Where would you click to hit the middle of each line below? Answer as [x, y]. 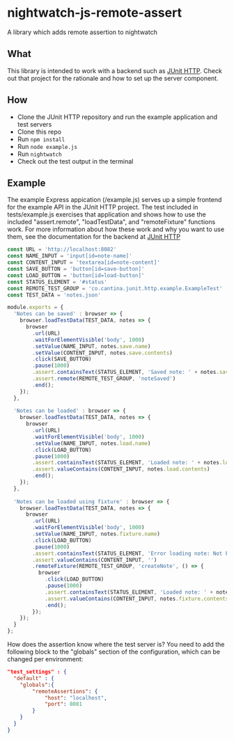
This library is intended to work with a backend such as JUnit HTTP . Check [115, 70]
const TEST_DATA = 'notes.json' [54, 295]
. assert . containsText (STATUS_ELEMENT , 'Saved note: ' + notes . [126, 372]
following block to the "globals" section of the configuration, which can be [114, 652]
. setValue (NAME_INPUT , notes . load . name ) [92, 443]
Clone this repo [39, 132]
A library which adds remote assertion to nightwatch [83, 32]
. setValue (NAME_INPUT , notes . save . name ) [92, 346]
